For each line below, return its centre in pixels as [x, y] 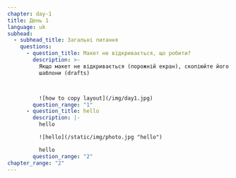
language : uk [26, 27]
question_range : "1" [63, 105]
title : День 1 [28, 20]
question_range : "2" [63, 156]
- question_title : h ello [63, 111]
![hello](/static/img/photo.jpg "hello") [100, 137]
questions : [36, 47]
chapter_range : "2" [36, 163]
